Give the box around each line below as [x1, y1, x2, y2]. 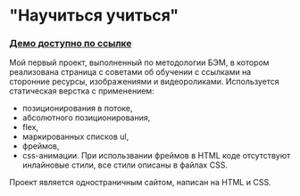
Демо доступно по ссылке [9, 37, 132, 50]
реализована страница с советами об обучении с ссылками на [9, 67, 252, 78]
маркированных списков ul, [21, 131, 129, 143]
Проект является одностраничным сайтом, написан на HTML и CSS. [9, 177, 271, 188]
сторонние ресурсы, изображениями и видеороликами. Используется [9, 77, 279, 87]
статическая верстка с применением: [9, 86, 154, 96]
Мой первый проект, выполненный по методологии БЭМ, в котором [9, 57, 270, 68]
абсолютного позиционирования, [21, 112, 151, 123]
